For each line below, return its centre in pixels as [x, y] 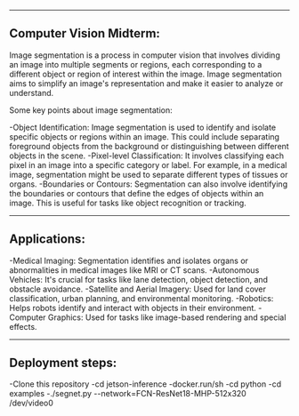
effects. [23, 326]
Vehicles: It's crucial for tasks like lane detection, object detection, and [139, 279]
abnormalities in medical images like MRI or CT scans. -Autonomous [134, 270]
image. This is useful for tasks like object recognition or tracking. [128, 203]
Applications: [48, 240]
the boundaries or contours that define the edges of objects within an [137, 193]
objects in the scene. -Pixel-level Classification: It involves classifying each [147, 156]
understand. [32, 92]
